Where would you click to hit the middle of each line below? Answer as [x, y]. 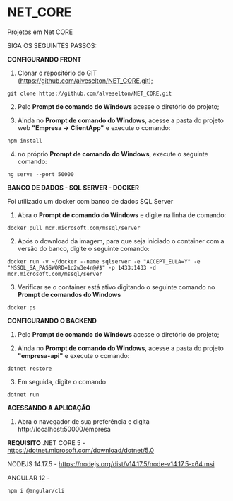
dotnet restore [30, 369]
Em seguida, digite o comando [62, 381]
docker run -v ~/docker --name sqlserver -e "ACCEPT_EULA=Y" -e [104, 261]
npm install [25, 141]
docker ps [22, 307]
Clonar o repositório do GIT [57, 73]
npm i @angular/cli [36, 490]
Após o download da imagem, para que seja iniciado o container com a [121, 241]
